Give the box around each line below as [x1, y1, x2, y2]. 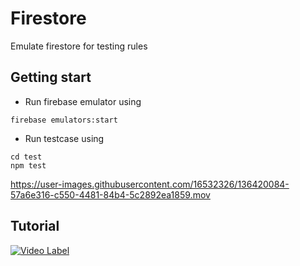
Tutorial [10, 218, 60, 235]
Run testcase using [24, 132, 105, 144]
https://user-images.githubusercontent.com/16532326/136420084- [10, 178, 290, 190]
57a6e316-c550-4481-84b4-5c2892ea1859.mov [10, 188, 211, 201]
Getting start [10, 69, 92, 86]
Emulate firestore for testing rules [10, 40, 148, 52]
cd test [10, 152, 43, 162]
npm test [10, 160, 47, 171]
